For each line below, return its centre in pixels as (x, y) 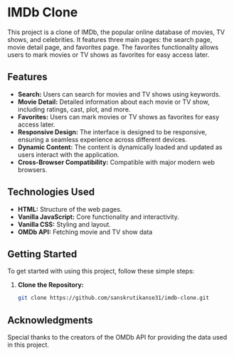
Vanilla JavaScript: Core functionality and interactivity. (98, 217)
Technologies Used (51, 192)
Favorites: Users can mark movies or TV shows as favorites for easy (118, 117)
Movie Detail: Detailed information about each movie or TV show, (113, 102)
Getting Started (42, 254)
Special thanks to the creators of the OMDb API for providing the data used (117, 338)
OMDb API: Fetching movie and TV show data (85, 232)
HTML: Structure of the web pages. (70, 209)
